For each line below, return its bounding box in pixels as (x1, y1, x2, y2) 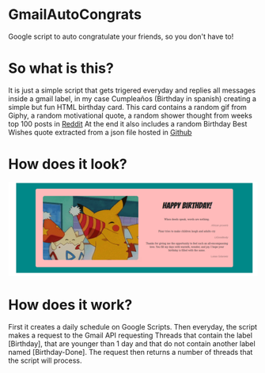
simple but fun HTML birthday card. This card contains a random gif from (8, 102, 248, 111)
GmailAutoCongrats (8, 6, 142, 24)
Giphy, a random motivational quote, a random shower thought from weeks (8, 111, 253, 120)
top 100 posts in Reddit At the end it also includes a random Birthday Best (8, 119, 248, 128)
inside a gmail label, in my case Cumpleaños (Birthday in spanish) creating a (8, 93, 257, 104)
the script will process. (8, 356, 82, 365)
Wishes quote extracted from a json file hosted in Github (8, 127, 192, 137)
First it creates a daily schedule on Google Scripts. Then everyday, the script (8, 322, 258, 331)
